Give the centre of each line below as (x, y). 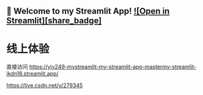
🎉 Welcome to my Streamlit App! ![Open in (88, 11)
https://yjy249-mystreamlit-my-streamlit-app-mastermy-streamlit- (113, 67)
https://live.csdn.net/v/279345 (45, 85)
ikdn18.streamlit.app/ (33, 74)
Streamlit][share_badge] (54, 21)
